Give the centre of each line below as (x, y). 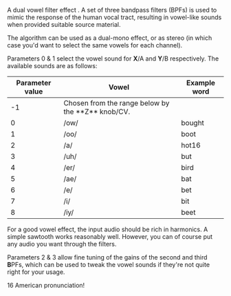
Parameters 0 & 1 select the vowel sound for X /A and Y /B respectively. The (113, 59)
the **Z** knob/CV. (97, 112)
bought (193, 123)
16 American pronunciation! (46, 285)
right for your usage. (36, 272)
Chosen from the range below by (117, 103)
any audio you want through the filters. (62, 244)
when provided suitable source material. (64, 24)
